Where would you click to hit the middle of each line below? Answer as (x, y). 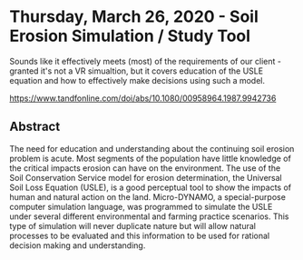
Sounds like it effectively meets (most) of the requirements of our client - (145, 61)
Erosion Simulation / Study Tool (130, 36)
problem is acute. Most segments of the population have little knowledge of (151, 158)
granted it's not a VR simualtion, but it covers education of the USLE (137, 71)
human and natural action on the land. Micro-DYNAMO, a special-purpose (147, 196)
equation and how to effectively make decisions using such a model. (137, 80)
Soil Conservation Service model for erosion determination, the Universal (146, 177)
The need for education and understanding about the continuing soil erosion (152, 148)
